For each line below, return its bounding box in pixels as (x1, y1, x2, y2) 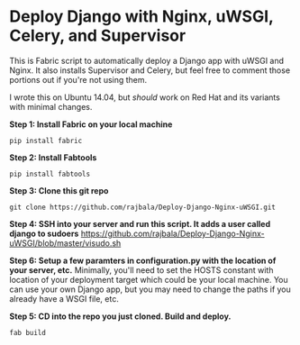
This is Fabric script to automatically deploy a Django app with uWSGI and (9, 55, 285, 66)
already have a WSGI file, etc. (9, 293, 119, 304)
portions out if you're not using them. (9, 74, 148, 85)
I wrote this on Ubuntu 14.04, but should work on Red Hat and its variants (9, 92, 281, 103)
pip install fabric (9, 136, 83, 145)
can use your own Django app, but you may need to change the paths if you (9, 284, 291, 295)
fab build (9, 328, 47, 337)
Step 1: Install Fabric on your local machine (9, 119, 173, 130)
